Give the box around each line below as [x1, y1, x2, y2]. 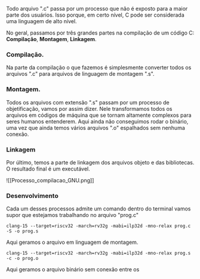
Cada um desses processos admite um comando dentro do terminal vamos [6, 205, 191, 212]
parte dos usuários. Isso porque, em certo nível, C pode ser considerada [6, 11, 184, 18]
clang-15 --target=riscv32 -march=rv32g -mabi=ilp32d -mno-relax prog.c [6, 223, 191, 229]
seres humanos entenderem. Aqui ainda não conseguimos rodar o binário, [6, 117, 189, 125]
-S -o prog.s [6, 228, 39, 234]
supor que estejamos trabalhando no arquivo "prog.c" [6, 212, 139, 219]
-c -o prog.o [6, 256, 39, 262]
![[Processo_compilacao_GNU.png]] [6, 176, 94, 184]
